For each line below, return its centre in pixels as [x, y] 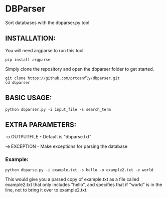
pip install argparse [28, 60]
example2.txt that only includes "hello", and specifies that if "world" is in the [84, 184]
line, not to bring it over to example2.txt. [46, 190]
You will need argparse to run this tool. [45, 50]
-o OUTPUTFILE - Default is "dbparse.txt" [48, 137]
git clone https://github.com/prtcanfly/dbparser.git [63, 78]
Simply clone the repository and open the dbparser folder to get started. [80, 69]
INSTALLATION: [31, 38]
